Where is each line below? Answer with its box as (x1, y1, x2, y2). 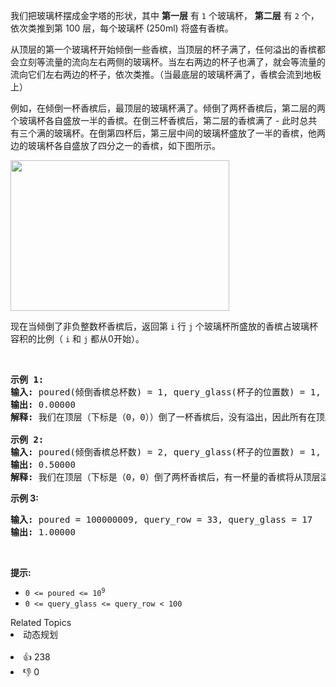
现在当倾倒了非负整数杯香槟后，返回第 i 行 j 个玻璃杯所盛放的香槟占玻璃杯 (10, 320, 319, 332)
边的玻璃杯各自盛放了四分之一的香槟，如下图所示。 (10, 140, 221, 151)
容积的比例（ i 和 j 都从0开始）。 (10, 333, 145, 344)
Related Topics (10, 617, 72, 628)
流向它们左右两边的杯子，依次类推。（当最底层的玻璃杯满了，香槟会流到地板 (10, 69, 322, 80)
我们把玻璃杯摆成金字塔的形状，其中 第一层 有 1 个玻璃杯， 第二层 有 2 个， (10, 10, 320, 21)
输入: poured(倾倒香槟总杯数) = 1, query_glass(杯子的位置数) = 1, (10, 387, 322, 398)
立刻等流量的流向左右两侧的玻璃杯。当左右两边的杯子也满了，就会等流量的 (18, 56, 326, 68)
